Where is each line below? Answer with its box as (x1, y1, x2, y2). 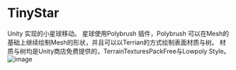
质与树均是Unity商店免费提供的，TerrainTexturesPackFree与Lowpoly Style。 (7, 47, 230, 55)
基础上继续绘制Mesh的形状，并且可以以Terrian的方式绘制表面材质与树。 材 (7, 37, 226, 47)
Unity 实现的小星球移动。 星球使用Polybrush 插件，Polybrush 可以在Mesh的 (7, 29, 229, 37)
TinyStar (7, 5, 60, 21)
